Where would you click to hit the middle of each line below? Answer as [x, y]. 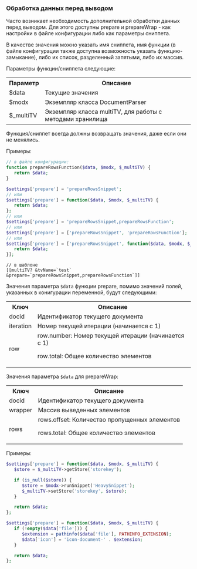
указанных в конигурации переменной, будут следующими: [81, 292]
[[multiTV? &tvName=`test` [39, 270]
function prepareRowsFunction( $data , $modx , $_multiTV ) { [78, 168]
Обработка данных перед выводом [60, 8]
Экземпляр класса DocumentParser [96, 102]
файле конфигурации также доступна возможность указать [81, 51]
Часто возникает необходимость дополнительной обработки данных [93, 21]
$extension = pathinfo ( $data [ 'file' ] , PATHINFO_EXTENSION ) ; [96, 534]
